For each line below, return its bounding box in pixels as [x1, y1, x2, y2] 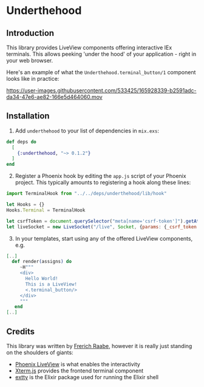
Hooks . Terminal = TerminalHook [6, 207, 86, 213]
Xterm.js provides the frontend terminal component [15, 367, 144, 374]
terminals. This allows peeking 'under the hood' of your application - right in [6, 50, 196, 58]
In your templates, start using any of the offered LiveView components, [15, 235, 193, 242]
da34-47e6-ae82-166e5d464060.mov [6, 94, 103, 100]
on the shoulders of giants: [6, 349, 74, 356]
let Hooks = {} [6, 202, 45, 208]
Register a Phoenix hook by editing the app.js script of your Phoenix [15, 173, 186, 180]
